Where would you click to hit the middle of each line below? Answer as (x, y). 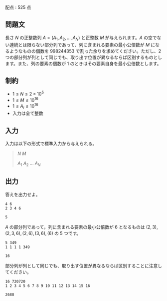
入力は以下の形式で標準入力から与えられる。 (51, 143)
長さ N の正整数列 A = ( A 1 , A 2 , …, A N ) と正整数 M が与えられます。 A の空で (81, 38)
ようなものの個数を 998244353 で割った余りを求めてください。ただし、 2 (85, 51)
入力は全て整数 (28, 113)
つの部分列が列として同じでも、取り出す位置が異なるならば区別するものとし (84, 57)
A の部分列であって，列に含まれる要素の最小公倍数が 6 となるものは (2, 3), (82, 227)
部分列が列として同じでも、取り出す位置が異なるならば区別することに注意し (84, 265)
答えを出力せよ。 (23, 194)
